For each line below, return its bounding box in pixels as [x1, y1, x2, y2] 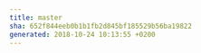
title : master [9, 13, 63, 22]
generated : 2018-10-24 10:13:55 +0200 [9, 30, 156, 39]
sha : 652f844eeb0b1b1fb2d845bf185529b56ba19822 [9, 22, 193, 31]
